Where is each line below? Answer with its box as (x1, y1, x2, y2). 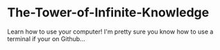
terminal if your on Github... (7, 34, 85, 42)
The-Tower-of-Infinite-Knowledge (7, 5, 210, 21)
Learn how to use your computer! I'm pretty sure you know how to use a (7, 27, 214, 36)
